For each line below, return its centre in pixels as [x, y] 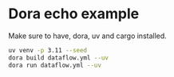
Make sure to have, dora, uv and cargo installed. [88, 36]
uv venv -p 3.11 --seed [48, 50]
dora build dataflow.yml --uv [59, 58]
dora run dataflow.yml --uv [55, 65]
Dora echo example [74, 14]
